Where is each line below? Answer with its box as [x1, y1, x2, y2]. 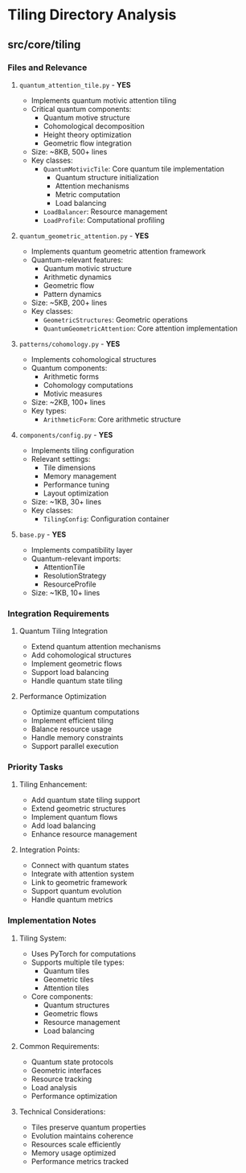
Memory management [43, 471, 117, 480]
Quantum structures [43, 1000, 110, 1010]
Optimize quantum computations [31, 707, 140, 717]
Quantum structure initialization [55, 172, 159, 182]
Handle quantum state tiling [31, 676, 123, 685]
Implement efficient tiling [31, 716, 114, 726]
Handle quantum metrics [31, 895, 113, 904]
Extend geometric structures [31, 804, 126, 813]
